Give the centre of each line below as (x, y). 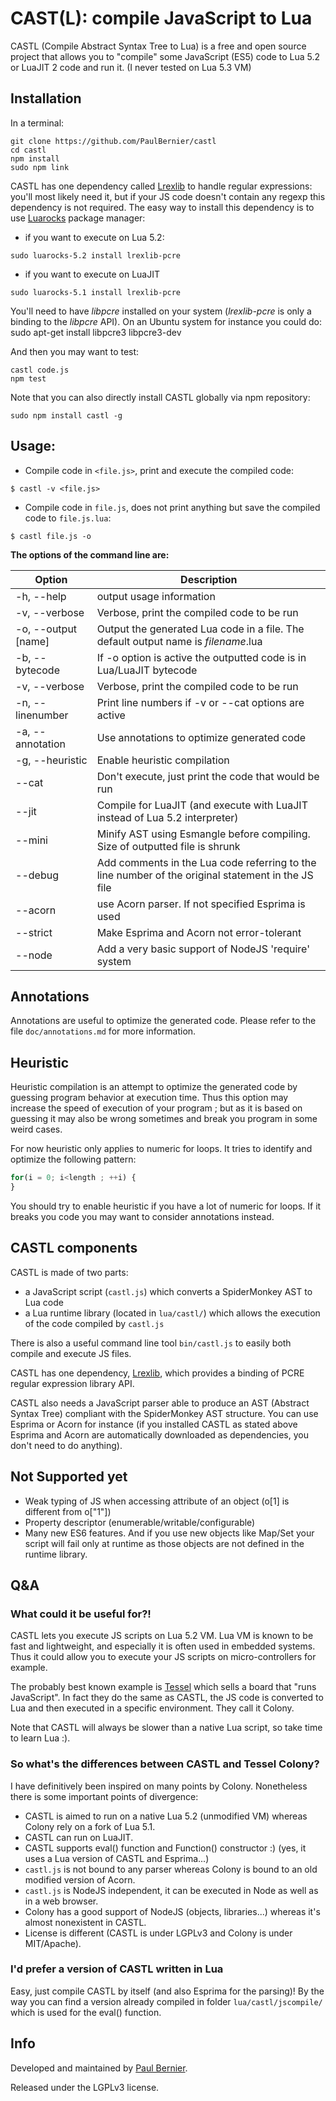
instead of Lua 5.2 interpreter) (167, 817)
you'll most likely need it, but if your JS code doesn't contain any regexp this (168, 196)
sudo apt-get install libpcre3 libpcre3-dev (96, 332)
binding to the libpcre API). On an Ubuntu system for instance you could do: (166, 321)
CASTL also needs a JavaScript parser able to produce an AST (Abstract (160, 1403)
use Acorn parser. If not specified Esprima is (201, 904)
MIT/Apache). (53, 1943)
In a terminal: (37, 123)
